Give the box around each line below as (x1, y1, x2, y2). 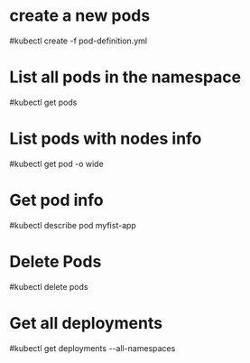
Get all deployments (9, 312, 163, 333)
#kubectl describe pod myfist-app (9, 219, 137, 230)
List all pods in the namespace (9, 67, 242, 88)
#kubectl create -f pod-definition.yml (9, 35, 147, 46)
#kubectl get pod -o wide (9, 158, 104, 169)
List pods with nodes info (9, 128, 202, 149)
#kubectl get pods (9, 97, 78, 107)
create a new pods (9, 5, 151, 26)
